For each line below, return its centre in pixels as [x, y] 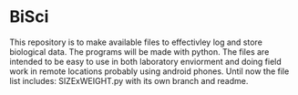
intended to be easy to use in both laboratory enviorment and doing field [146, 61]
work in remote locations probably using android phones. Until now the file [149, 71]
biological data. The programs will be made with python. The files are [139, 51]
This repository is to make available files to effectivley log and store [136, 42]
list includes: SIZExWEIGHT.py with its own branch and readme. [129, 80]
